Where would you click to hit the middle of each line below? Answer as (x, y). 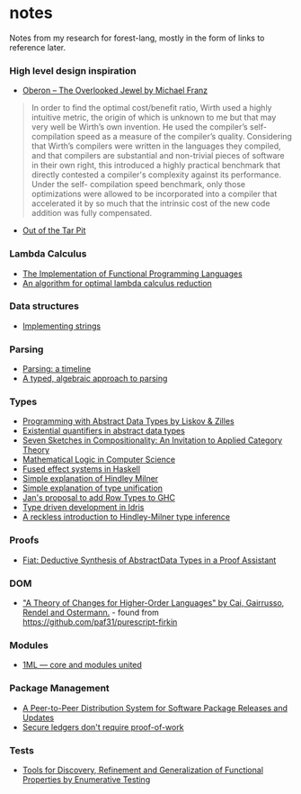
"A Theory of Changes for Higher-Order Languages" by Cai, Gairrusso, (153, 603)
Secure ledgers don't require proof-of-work (103, 726)
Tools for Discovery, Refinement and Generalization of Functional (142, 770)
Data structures (44, 306)
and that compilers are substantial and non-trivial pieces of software (158, 156)
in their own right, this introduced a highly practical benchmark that (156, 166)
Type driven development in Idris (83, 508)
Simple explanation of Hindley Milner (90, 479)
